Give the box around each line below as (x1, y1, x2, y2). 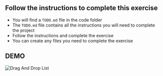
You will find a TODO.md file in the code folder (12, 17, 102, 23)
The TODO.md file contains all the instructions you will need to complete (12, 22, 156, 28)
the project (12, 27, 35, 33)
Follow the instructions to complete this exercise (5, 4, 158, 12)
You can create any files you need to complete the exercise (12, 38, 133, 44)
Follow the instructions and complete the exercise (12, 32, 114, 38)
